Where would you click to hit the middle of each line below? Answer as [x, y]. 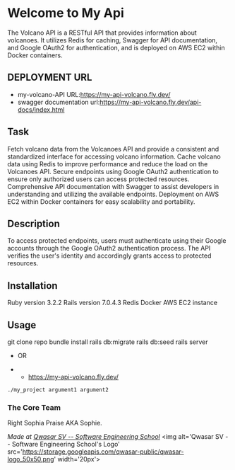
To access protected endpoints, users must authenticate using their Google [117, 241]
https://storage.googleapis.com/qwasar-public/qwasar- [103, 452]
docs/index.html [41, 109]
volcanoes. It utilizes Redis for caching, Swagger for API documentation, [112, 40]
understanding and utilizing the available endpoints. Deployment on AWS [113, 194]
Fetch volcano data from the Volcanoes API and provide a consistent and [113, 149]
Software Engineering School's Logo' [66, 445]
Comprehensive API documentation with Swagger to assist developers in [113, 186]
